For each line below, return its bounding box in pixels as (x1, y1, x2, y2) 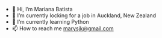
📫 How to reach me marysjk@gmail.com (11, 25, 114, 32)
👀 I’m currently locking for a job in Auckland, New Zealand (11, 12, 157, 19)
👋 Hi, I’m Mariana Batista (11, 6, 73, 12)
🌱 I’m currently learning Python (11, 18, 89, 25)
